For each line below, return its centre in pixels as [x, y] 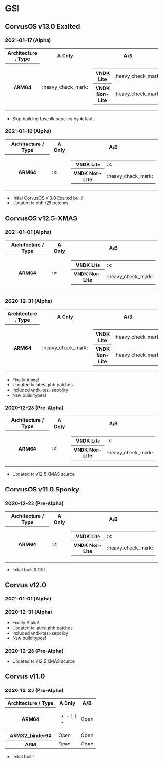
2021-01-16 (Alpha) [28, 131]
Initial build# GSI [28, 570]
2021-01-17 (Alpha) [28, 40]
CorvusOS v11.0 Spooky [42, 490]
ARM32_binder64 [31, 735]
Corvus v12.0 [26, 585]
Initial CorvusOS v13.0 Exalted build [48, 198]
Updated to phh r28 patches [40, 203]
